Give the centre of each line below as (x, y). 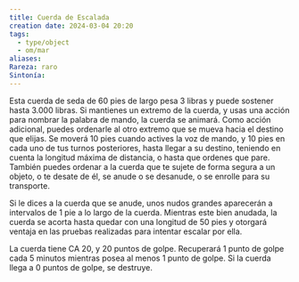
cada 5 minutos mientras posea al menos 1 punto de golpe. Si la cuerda (140, 258)
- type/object (43, 42)
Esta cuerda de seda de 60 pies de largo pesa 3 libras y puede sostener (141, 101)
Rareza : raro (33, 68)
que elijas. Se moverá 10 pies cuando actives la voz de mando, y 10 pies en (147, 138)
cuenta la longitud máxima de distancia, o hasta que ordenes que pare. (140, 157)
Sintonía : (28, 76)
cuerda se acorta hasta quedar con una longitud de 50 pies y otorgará (138, 222)
